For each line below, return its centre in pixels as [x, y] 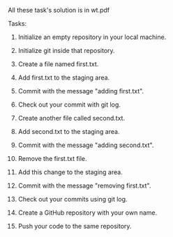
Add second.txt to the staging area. [69, 131]
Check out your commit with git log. [69, 105]
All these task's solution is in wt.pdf [59, 10]
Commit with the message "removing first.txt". [84, 185]
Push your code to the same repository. [75, 226]
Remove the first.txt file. [52, 159]
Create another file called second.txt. [71, 118]
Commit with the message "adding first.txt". [81, 91]
